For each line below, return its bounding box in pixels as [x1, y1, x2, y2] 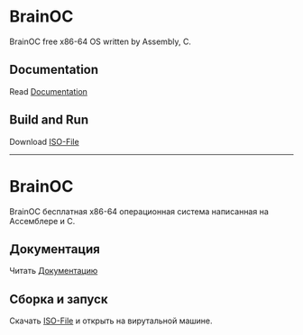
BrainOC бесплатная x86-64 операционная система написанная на [9, 205, 269, 217]
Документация [9, 241, 101, 257]
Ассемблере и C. [9, 215, 76, 226]
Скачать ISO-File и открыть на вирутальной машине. [9, 315, 214, 326]
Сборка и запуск [9, 291, 108, 307]
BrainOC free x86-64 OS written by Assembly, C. [9, 36, 192, 47]
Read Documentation [9, 86, 88, 96]
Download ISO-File [9, 136, 79, 147]
